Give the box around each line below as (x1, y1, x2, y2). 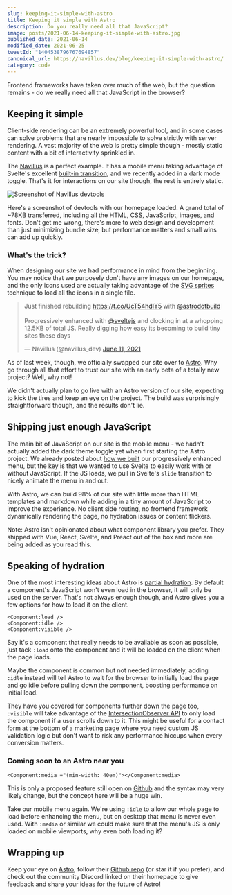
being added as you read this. (7, 540, 92, 548)
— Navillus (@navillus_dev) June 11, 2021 (23, 345, 142, 353)
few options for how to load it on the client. (7, 600, 129, 609)
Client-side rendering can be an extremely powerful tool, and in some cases (7, 126, 223, 135)
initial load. (7, 688, 38, 697)
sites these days (23, 331, 71, 340)
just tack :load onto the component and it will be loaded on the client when (7, 645, 221, 654)
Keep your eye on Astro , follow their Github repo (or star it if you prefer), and (7, 865, 225, 874)
